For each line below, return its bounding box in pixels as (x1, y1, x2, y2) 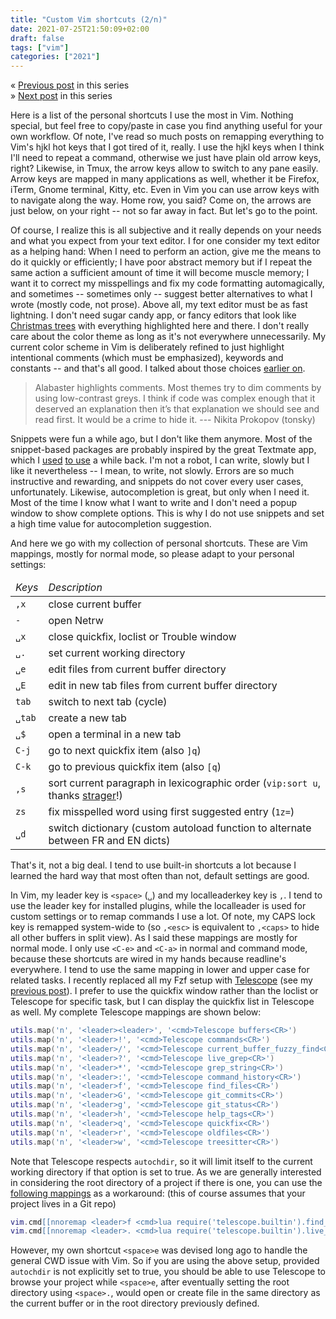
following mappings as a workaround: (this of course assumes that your (10, 1187, 306, 1199)
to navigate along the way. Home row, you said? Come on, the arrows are (10, 194, 312, 206)
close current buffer (48, 597, 142, 611)
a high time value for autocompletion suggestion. (10, 518, 212, 530)
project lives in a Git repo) (10, 1197, 117, 1210)
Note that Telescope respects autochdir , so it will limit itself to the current (10, 1155, 313, 1167)
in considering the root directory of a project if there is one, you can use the (10, 1176, 323, 1188)
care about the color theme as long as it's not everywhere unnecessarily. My (10, 331, 327, 343)
